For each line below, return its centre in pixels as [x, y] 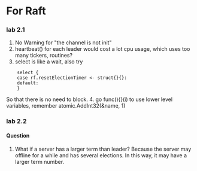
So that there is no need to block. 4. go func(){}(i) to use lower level [89, 99]
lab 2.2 [16, 121]
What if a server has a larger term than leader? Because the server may [103, 149]
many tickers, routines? [44, 56]
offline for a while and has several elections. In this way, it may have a [101, 155]
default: [28, 83]
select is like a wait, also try [49, 62]
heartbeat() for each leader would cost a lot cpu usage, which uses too [102, 49]
